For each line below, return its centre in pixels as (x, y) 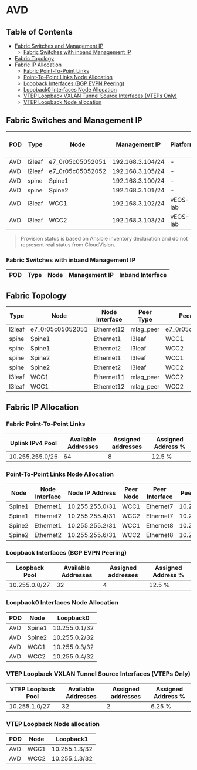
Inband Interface (143, 275)
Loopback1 (72, 739)
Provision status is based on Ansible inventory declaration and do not (104, 238)
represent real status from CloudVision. (68, 245)
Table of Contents (40, 32)
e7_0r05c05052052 (78, 171)
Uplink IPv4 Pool (33, 443)
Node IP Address (92, 492)
